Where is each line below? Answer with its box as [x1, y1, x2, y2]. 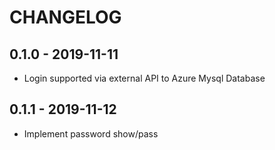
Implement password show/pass [23, 127, 159, 140]
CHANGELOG [9, 6, 122, 29]
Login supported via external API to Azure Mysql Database [23, 72, 266, 84]
